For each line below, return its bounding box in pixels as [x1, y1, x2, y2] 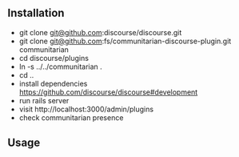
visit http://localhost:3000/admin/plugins [18, 104, 153, 114]
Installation [7, 6, 65, 20]
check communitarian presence [18, 112, 124, 123]
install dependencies [18, 78, 88, 88]
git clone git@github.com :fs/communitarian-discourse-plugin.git [18, 36, 232, 46]
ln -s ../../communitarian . [18, 62, 103, 71]
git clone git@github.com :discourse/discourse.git [18, 27, 182, 37]
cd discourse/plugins [18, 53, 90, 62]
